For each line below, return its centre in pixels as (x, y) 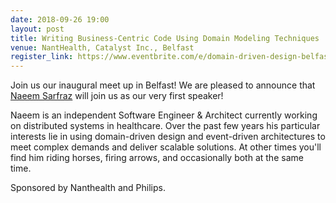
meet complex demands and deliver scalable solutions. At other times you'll (166, 147)
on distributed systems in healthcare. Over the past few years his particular (165, 126)
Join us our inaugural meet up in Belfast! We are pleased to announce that (163, 85)
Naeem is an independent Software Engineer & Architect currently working (164, 115)
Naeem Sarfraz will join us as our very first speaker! (117, 96)
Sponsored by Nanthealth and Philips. (88, 188)
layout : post (37, 29)
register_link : (42, 57)
